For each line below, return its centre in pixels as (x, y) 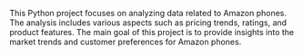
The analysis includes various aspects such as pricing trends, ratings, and (148, 23)
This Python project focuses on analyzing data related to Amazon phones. (148, 13)
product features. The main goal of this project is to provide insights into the (152, 32)
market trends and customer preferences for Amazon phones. (126, 42)
